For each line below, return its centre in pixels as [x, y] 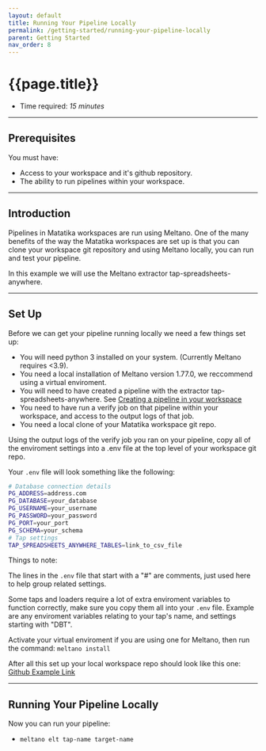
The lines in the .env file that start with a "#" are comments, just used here [129, 576]
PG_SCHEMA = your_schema [46, 530]
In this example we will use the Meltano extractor [88, 273]
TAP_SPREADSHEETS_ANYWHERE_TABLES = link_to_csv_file [95, 545]
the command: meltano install [59, 648]
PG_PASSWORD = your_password [53, 516]
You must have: [34, 157]
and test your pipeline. [45, 257]
